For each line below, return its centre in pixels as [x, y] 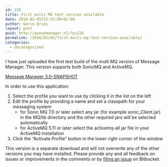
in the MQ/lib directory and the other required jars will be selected [88, 117]
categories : [18, 43]
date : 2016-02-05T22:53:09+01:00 [40, 19]
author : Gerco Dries [27, 24]
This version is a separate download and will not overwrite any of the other [82, 148]
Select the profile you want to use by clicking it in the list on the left [82, 96]
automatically [34, 122]
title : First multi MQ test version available [55, 15]
